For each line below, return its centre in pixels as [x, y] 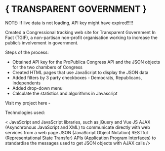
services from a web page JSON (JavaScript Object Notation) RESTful [77, 132]
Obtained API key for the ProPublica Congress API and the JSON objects [86, 62]
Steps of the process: [27, 52]
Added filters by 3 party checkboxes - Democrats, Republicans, [77, 77]
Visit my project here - [28, 103]
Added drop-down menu [37, 88]
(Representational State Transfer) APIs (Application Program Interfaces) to [81, 138]
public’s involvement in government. [42, 42]
